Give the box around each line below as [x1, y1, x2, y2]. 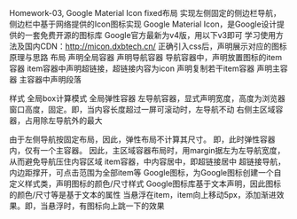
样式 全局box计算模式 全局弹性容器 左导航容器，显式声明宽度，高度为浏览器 [9, 93, 286, 104]
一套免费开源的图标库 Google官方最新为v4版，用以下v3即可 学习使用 [24, 30, 277, 40]
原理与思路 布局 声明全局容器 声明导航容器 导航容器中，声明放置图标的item [9, 52, 283, 62]
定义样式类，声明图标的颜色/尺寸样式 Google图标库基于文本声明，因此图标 [9, 178, 282, 189]
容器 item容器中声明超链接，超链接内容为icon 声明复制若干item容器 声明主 [9, 63, 281, 74]
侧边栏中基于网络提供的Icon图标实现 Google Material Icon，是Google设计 [9, 19, 277, 29]
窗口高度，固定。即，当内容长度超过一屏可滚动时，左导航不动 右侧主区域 [9, 105, 276, 114]
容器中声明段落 [26, 74, 82, 84]
